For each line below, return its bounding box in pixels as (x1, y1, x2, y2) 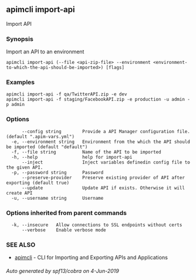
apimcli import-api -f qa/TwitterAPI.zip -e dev (6, 91, 127, 97)
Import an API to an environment (6, 48, 85, 55)
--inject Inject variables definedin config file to (21, 159, 191, 165)
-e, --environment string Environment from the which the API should (11, 139, 191, 145)
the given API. (6, 164, 43, 170)
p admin (6, 102, 25, 108)
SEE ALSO (6, 240, 36, 248)
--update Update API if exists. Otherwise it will (21, 185, 185, 191)
